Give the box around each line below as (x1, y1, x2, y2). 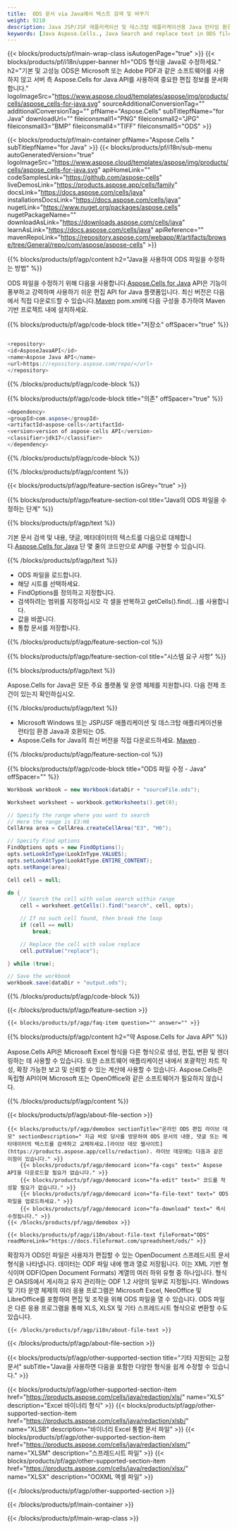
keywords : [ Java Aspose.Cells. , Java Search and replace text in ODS (7, 30, 217, 37)
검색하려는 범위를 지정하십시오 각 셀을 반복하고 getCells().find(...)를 (17, 597, 205, 605)
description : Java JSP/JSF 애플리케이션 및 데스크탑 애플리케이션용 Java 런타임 (7, 23, 220, 30)
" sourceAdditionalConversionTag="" (97, 99, 205, 108)
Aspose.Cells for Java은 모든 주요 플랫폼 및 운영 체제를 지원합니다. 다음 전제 (7, 681, 219, 689)
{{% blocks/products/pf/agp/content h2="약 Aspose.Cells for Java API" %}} (7, 1032, 228, 1041)
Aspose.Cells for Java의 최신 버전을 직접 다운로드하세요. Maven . (17, 736, 200, 744)
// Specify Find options (7, 837, 80, 845)
